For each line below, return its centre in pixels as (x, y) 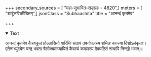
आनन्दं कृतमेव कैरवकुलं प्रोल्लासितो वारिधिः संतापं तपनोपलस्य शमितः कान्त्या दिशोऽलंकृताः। (76, 43)
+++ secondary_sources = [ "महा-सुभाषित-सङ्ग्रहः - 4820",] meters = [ (74, 8)
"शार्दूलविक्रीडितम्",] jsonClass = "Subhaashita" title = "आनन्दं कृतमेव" (70, 13)
